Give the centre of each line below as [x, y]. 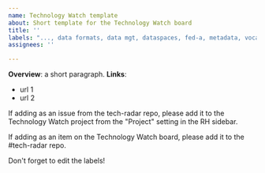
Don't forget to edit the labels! [57, 161]
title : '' [24, 30]
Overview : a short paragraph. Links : [67, 74]
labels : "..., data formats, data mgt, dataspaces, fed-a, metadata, [125, 38]
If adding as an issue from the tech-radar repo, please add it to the [116, 113]
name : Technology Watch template [63, 15]
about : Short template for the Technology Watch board [100, 23]
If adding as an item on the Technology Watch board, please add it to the [126, 137]
